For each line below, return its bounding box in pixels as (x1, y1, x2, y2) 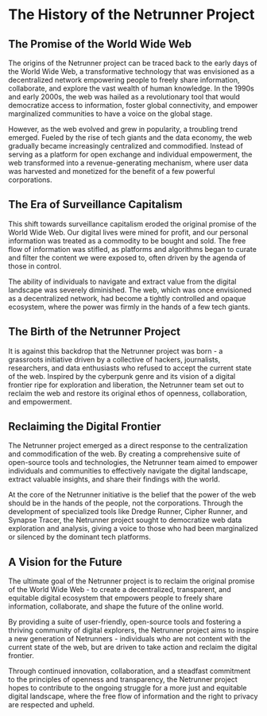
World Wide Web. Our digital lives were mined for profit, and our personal (8, 227, 249, 237)
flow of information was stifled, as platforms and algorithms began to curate (8, 244, 257, 254)
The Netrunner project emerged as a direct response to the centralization (8, 441, 248, 451)
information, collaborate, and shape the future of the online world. (8, 602, 224, 611)
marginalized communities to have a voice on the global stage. (8, 109, 213, 118)
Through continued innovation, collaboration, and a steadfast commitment (8, 666, 251, 676)
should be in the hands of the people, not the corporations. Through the (8, 498, 244, 508)
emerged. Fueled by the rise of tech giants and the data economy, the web (8, 133, 253, 142)
